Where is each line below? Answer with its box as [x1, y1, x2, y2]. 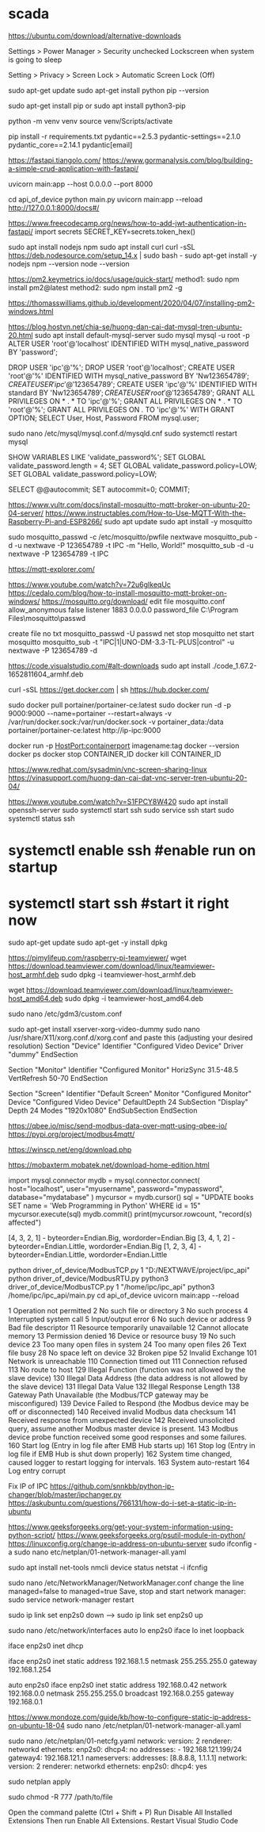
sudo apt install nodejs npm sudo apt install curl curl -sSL [8, 242, 195, 251]
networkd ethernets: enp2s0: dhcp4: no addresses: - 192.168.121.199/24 [8, 1745, 243, 1754]
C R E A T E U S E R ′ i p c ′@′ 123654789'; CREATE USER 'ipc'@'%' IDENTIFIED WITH [8, 379, 257, 389]
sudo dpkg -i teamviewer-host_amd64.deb [64, 994, 204, 1003]
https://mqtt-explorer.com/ [8, 564, 95, 573]
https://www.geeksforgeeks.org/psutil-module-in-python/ [56, 1531, 246, 1540]
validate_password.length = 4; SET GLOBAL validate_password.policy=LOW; [8, 461, 257, 470]
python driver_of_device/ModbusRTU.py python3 [8, 1274, 168, 1283]
